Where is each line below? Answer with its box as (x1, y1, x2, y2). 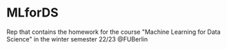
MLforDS (6, 5, 59, 21)
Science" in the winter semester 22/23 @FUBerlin (6, 35, 148, 43)
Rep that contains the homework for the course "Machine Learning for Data (6, 28, 221, 36)
